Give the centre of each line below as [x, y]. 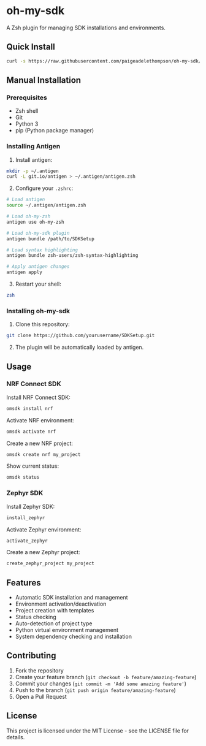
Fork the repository [40, 670]
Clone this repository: [42, 324]
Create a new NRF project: [40, 443]
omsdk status [23, 478]
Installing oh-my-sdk [38, 311]
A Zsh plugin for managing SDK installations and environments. [86, 28]
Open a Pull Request [41, 696]
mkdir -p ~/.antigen [33, 171]
